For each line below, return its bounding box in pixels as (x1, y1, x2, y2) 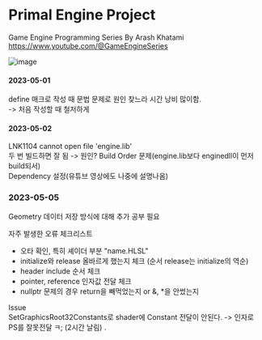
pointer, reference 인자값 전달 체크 (19, 276, 132, 286)
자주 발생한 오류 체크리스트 (8, 228, 93, 238)
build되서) (8, 161, 41, 171)
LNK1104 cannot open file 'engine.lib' (8, 142, 133, 151)
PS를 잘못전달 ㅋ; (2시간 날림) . (8, 322, 107, 332)
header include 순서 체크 (19, 266, 101, 276)
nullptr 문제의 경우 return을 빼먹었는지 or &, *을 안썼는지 (19, 286, 200, 296)
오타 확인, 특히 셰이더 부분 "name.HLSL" (19, 245, 149, 256)
